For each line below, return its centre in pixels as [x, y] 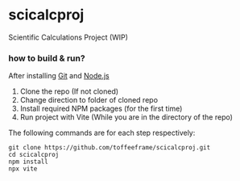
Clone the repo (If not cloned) [69, 91]
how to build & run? [47, 58]
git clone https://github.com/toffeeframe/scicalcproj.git [110, 148]
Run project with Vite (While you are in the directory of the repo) [126, 117]
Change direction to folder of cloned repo [89, 100]
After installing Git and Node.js [59, 76]
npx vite [23, 169]
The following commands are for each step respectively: [102, 133]
